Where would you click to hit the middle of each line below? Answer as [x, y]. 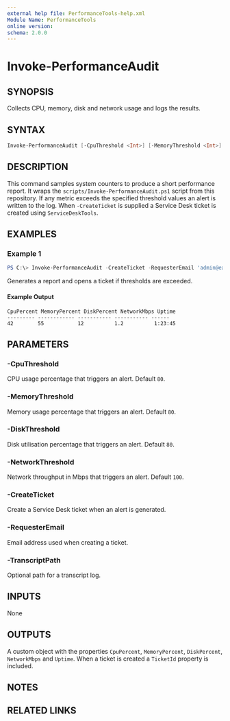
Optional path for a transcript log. [54, 575]
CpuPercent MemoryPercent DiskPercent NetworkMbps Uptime [91, 311]
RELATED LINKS [42, 711]
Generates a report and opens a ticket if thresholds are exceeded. [100, 281]
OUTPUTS [29, 635]
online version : [30, 26]
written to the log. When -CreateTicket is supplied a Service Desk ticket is [112, 205]
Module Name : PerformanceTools [52, 20]
